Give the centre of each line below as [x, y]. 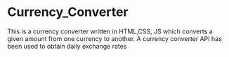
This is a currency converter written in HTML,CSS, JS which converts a [110, 31]
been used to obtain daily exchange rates [67, 46]
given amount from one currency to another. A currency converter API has [115, 38]
